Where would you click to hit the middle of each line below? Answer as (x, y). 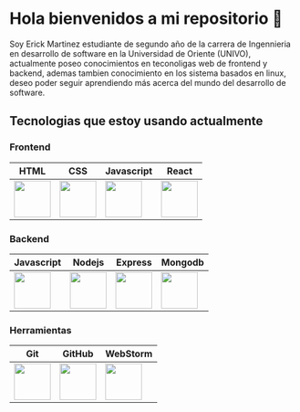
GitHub (78, 354)
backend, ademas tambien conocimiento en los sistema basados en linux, (148, 73)
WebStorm (129, 354)
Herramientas (41, 330)
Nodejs (88, 262)
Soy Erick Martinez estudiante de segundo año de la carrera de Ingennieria (150, 44)
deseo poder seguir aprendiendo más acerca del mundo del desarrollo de (148, 82)
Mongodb (183, 262)
